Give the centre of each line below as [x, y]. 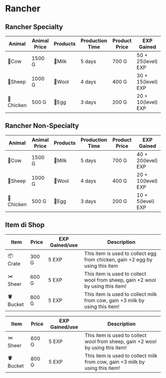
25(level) [147, 61]
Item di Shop [25, 225]
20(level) [147, 160]
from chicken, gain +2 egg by [118, 259]
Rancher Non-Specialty [42, 126]
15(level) [147, 82]
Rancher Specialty [34, 27]
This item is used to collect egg [120, 253]
